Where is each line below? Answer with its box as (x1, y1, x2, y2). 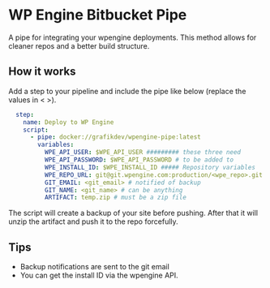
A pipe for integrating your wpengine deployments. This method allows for (8, 32, 257, 42)
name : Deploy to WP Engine (23, 118, 114, 127)
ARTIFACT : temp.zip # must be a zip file (44, 193, 186, 202)
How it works (8, 65, 76, 79)
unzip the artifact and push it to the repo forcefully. (8, 217, 178, 226)
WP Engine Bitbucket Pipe (8, 6, 187, 24)
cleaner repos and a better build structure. (8, 41, 150, 50)
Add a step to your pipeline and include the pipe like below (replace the (8, 86, 246, 96)
